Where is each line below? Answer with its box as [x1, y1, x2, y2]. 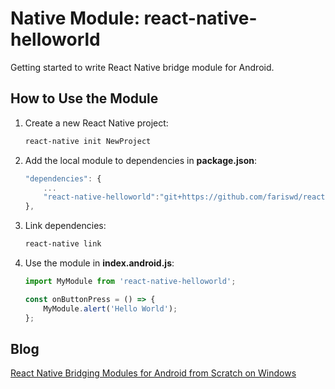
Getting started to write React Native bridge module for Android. [10, 61, 275, 73]
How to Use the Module [10, 90, 159, 107]
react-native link [24, 239, 102, 249]
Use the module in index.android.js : [24, 257, 175, 269]
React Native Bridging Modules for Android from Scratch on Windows [10, 367, 297, 379]
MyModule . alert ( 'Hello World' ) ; [43, 303, 178, 314]
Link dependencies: [24, 220, 107, 232]
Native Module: [10, 7, 140, 30]
